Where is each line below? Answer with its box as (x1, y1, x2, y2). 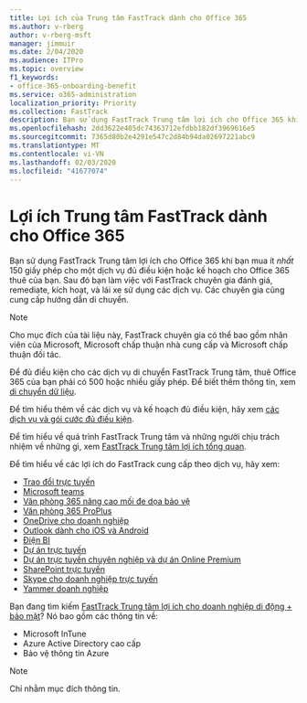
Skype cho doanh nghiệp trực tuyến (22, 573, 158, 585)
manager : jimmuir (9, 38, 76, 48)
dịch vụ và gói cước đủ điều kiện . (9, 413, 134, 425)
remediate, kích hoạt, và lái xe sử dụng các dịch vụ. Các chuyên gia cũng (9, 284, 285, 295)
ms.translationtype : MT (9, 141, 101, 150)
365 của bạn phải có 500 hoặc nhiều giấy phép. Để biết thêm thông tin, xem (9, 377, 296, 388)
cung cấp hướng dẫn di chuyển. (9, 294, 130, 305)
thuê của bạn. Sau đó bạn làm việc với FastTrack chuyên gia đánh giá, (9, 275, 273, 286)
